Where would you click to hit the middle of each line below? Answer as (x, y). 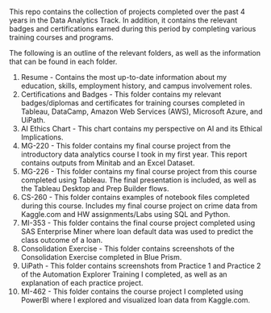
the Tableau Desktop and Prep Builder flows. (95, 188)
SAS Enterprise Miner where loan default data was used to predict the (137, 232)
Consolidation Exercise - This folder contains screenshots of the (127, 248)
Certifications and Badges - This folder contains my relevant (121, 94)
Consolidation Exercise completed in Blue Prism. (101, 257)
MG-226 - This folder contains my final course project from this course (139, 171)
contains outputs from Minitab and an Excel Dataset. (108, 163)
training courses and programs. (61, 37)
